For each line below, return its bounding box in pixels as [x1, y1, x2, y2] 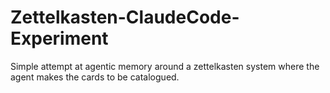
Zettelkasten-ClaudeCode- [10, 6, 240, 29]
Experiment [10, 27, 109, 50]
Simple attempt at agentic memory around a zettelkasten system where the [10, 60, 320, 72]
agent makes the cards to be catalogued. [10, 71, 180, 83]
